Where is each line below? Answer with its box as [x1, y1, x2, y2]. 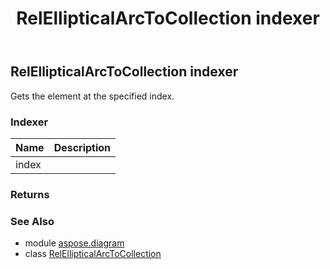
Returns [10, 187, 50, 201]
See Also [10, 214, 55, 228]
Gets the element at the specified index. [10, 90, 175, 102]
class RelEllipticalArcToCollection [24, 248, 162, 260]
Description [53, 140, 112, 154]
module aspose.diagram [24, 237, 125, 249]
